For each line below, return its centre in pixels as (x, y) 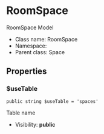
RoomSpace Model (30, 27)
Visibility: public (35, 124)
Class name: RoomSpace (46, 39)
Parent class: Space (40, 52)
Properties (27, 72)
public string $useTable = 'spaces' (52, 101)
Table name (21, 113)
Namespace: (31, 46)
